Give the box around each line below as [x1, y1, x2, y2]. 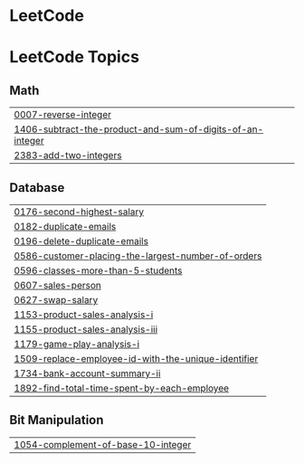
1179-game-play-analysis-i [14, 338, 140, 350]
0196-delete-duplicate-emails [14, 235, 149, 247]
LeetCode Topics [9, 47, 140, 68]
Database [9, 180, 65, 195]
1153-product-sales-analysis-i [14, 308, 154, 321]
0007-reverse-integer [14, 109, 111, 121]
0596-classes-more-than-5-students [14, 264, 183, 277]
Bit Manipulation [9, 412, 104, 428]
